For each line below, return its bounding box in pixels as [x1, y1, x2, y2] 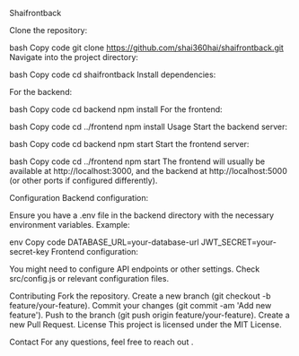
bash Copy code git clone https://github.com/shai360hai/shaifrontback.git [9, 42, 285, 53]
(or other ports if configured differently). [9, 175, 158, 186]
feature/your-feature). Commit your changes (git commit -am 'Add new [9, 300, 272, 310]
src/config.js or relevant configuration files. [9, 274, 169, 283]
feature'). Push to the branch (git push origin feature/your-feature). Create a [9, 309, 290, 320]
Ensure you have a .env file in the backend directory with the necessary [9, 210, 275, 221]
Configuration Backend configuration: [9, 193, 149, 203]
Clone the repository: [9, 25, 88, 35]
